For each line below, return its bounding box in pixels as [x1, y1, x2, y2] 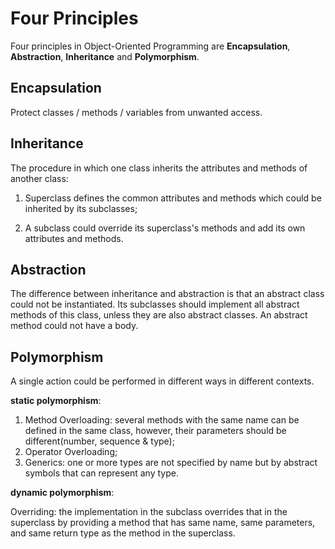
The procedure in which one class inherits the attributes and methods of [10, 162, 308, 174]
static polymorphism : [10, 395, 102, 407]
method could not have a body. [10, 320, 139, 332]
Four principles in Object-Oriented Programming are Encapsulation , [10, 40, 291, 52]
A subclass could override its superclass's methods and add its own [24, 222, 306, 234]
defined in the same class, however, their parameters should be [24, 425, 287, 437]
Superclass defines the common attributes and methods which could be [24, 192, 322, 204]
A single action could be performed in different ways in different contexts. [10, 375, 315, 387]
